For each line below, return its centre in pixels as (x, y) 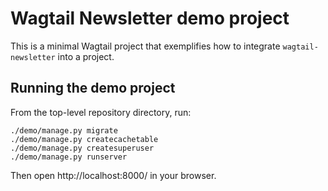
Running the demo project (93, 88)
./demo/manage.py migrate (64, 130)
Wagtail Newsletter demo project (150, 18)
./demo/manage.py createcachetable (84, 139)
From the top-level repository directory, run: (101, 112)
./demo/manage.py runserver (69, 157)
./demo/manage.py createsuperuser (82, 148)
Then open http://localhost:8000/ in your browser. (113, 175)
